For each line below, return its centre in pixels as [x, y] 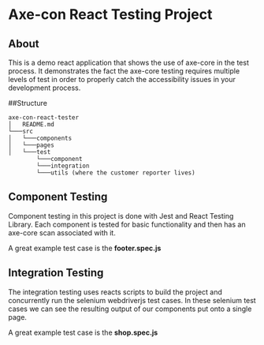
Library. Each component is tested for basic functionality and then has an [127, 224]
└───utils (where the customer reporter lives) [116, 173]
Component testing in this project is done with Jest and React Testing [121, 216]
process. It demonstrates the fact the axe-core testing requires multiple [124, 71]
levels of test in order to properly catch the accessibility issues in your [122, 79]
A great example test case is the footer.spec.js [85, 248]
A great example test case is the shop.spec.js [83, 332]
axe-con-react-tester [44, 118]
